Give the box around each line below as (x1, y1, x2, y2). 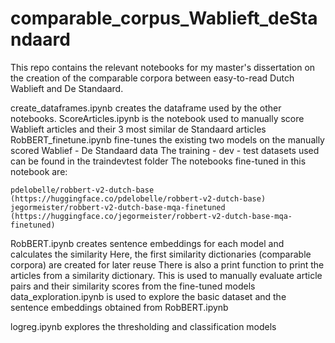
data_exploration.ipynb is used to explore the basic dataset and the (10, 290, 287, 302)
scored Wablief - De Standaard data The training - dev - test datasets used (10, 144, 320, 156)
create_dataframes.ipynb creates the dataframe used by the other (10, 102, 282, 114)
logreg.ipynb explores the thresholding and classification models (10, 320, 277, 332)
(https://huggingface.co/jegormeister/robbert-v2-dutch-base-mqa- (10, 211, 293, 221)
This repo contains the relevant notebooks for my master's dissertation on (10, 61, 316, 73)
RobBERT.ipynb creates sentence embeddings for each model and (10, 237, 285, 249)
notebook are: (10, 165, 68, 177)
